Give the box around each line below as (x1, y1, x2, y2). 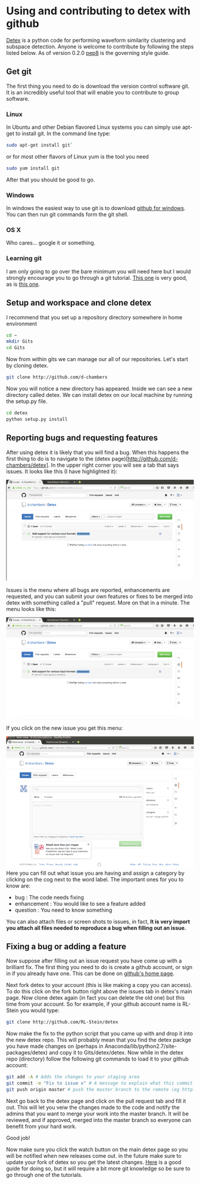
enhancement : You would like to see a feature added (14, 900, 146, 907)
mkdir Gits (6, 338, 33, 344)
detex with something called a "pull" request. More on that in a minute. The (6, 599, 190, 606)
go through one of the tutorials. (6, 1171, 83, 1178)
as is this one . (6, 280, 40, 288)
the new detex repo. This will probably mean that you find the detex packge (6, 1037, 192, 1044)
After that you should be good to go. (6, 176, 95, 183)
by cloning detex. (6, 362, 49, 369)
